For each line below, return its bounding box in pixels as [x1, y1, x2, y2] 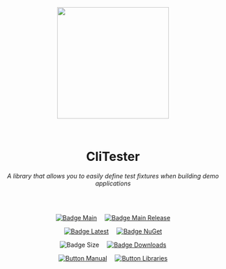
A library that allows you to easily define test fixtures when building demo [7, 171, 219, 180]
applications [95, 179, 131, 187]
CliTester [86, 149, 140, 164]
